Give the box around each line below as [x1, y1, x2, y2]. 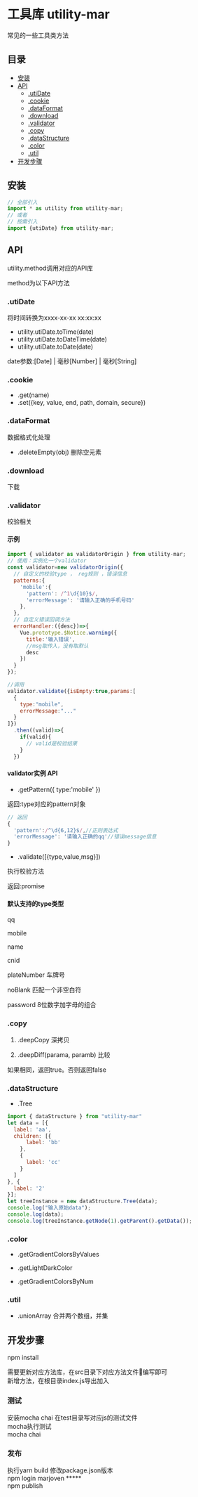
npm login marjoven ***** [7, 1474, 82, 1482]
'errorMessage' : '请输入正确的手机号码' [25, 597, 135, 604]
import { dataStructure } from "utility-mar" [7, 1113, 142, 1120]
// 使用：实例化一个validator [7, 557, 87, 564]
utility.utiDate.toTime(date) [17, 328, 94, 336]
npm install [7, 1354, 39, 1362]
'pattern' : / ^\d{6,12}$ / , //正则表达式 [13, 827, 118, 834]
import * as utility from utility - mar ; [7, 205, 124, 212]
